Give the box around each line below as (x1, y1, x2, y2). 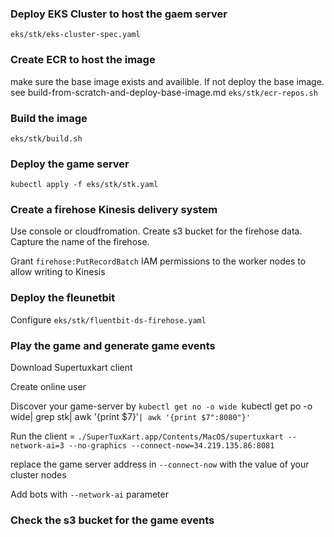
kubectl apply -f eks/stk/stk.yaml (10, 180, 159, 190)
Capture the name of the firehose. (10, 236, 150, 248)
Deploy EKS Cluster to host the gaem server (10, 7, 228, 21)
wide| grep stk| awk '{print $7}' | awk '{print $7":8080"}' (10, 411, 252, 423)
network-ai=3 (10, 441, 65, 451)
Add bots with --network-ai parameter (10, 488, 169, 501)
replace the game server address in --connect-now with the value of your (10, 458, 310, 471)
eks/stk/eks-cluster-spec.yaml (10, 30, 141, 40)
